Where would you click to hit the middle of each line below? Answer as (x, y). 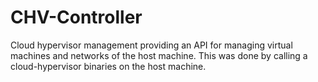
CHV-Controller (76, 17)
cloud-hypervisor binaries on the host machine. (108, 66)
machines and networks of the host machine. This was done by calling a (159, 55)
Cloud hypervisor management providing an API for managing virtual (151, 45)
